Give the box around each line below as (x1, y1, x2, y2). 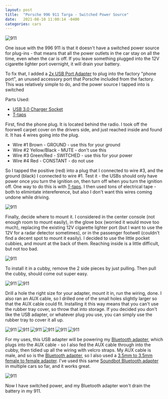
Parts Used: (5, 97, 30, 103)
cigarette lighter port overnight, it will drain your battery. (5, 61, 121, 67)
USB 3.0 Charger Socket (12, 106, 63, 112)
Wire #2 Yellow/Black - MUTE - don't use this (12, 147, 107, 153)
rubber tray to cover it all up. (5, 317, 64, 323)
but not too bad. (5, 246, 39, 252)
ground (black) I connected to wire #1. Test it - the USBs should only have (5, 173, 157, 179)
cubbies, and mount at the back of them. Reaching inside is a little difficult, (5, 241, 159, 247)
